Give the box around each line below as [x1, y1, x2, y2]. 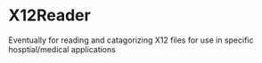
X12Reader [8, 5, 91, 26]
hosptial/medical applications [8, 43, 117, 54]
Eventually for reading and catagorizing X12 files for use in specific [8, 35, 254, 45]
